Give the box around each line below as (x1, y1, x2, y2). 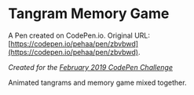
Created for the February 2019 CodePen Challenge (8, 62, 173, 71)
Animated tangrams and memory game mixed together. (8, 78, 187, 87)
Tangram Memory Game (8, 5, 170, 23)
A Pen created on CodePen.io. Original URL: (8, 31, 151, 40)
